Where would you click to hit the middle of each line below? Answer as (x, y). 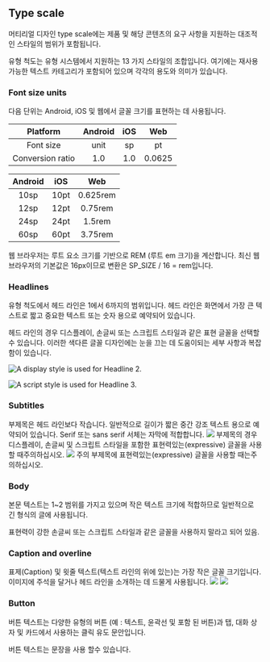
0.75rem (97, 208)
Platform (44, 132)
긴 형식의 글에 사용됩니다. (48, 515)
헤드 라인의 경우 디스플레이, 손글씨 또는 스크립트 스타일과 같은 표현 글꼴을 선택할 (134, 333)
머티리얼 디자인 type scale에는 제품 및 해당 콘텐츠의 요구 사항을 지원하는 (122, 34)
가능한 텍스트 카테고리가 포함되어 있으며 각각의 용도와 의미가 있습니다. (118, 71)
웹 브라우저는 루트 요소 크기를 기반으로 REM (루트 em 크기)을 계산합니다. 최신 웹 (134, 256)
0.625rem (97, 195)
